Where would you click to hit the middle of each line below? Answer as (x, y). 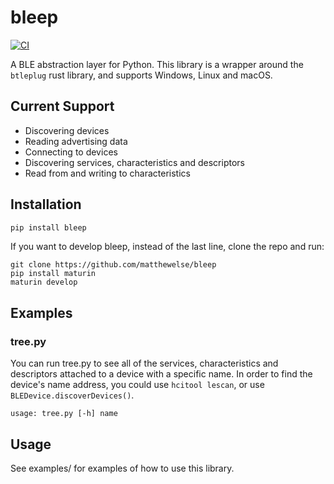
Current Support (62, 106)
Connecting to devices (71, 152)
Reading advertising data (76, 141)
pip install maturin (53, 274)
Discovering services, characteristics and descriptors (134, 162)
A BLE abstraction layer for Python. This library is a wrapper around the (157, 64)
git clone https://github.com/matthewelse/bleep (113, 265)
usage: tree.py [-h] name (64, 414)
